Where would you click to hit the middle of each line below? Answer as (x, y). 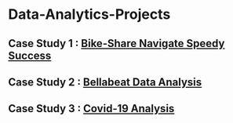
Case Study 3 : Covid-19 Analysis (91, 109)
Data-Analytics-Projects (89, 14)
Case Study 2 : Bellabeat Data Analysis (105, 82)
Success (30, 55)
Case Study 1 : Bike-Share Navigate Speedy (116, 43)
